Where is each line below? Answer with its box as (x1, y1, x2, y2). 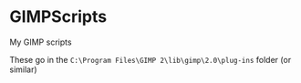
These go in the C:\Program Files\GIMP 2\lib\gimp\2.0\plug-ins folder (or (9, 54, 292, 65)
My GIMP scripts (9, 36, 72, 47)
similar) (9, 64, 38, 75)
